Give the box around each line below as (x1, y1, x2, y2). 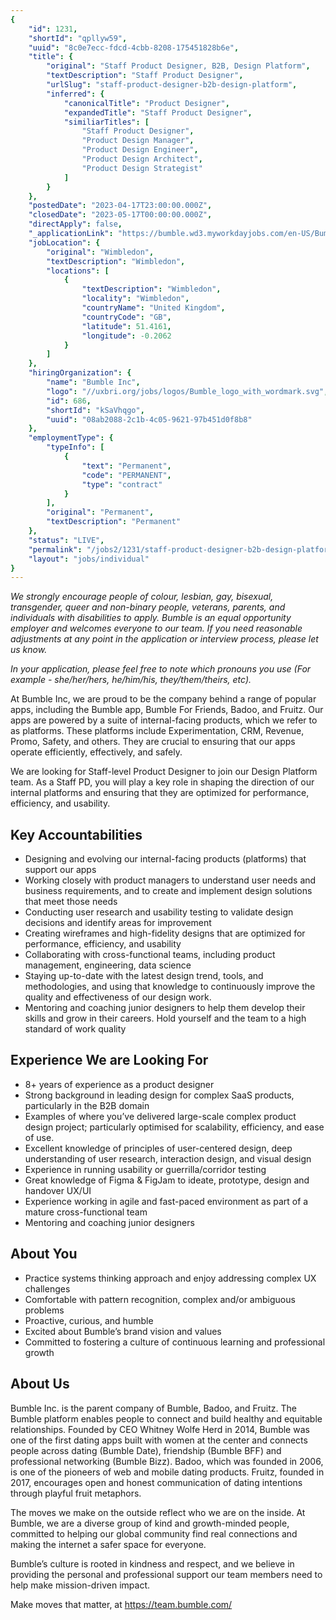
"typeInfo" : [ (46, 442, 105, 453)
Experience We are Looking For (10, 1052, 209, 1069)
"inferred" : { (46, 89, 105, 99)
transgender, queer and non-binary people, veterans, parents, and (10, 601, 286, 613)
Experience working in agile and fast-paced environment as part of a (24, 1195, 309, 1207)
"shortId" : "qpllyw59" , (28, 33, 128, 43)
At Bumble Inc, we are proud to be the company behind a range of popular (10, 693, 317, 705)
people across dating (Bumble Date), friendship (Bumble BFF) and (10, 1444, 282, 1456)
